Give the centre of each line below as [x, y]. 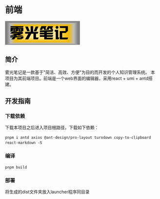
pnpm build [16, 167]
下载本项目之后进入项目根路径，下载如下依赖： [52, 128]
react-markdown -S [24, 143]
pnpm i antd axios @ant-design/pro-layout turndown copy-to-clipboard [78, 138]
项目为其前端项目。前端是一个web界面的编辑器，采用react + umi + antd [77, 78]
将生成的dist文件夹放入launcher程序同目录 [47, 192]
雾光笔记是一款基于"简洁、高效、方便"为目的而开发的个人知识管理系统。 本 [80, 72]
